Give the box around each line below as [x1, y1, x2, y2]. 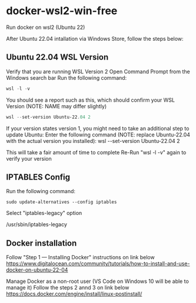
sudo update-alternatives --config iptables [6, 199, 117, 205]
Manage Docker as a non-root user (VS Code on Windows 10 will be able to [6, 278, 190, 285]
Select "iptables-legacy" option [6, 210, 82, 217]
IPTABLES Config [6, 172, 71, 182]
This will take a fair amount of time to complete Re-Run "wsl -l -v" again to [6, 149, 187, 156]
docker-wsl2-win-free [6, 4, 118, 18]
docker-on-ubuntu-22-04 [6, 266, 68, 273]
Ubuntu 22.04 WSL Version [6, 52, 109, 63]
